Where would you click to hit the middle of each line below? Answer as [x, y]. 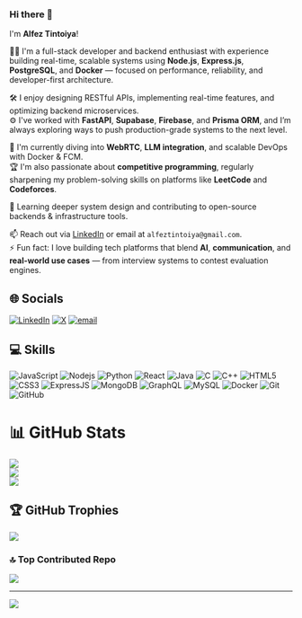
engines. [26, 270]
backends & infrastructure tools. [69, 216]
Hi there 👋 [31, 14]
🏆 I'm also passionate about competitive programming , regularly [132, 167]
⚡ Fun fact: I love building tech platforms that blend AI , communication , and [150, 248]
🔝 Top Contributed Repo [63, 559]
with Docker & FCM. [46, 157]
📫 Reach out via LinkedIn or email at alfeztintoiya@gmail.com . [126, 234]
